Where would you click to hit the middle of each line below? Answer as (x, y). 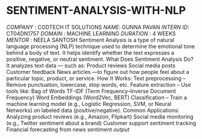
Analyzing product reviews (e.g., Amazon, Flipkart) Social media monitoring (100, 116)
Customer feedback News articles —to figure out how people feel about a (98, 72)
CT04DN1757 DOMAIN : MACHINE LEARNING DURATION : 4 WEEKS (91, 33)
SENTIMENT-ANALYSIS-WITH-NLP (96, 11)
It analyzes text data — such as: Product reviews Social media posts (91, 65)
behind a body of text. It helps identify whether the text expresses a (90, 52)
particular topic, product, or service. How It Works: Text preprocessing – (96, 78)
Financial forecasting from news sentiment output (68, 129)
